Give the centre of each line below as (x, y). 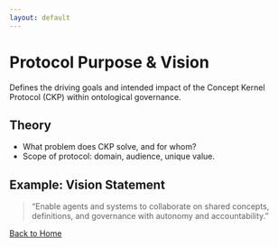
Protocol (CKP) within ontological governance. (96, 96)
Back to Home (36, 233)
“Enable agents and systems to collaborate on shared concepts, (150, 206)
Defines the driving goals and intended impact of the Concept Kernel (137, 87)
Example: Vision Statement (87, 184)
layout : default (40, 18)
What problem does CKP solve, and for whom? (109, 147)
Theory (31, 125)
